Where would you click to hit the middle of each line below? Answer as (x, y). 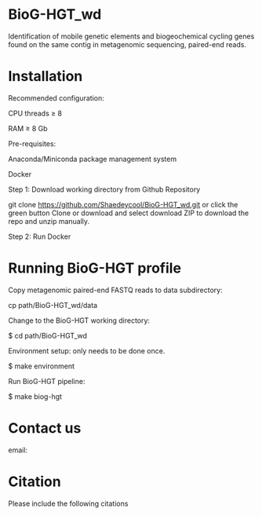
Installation (45, 77)
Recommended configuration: (56, 98)
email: (18, 450)
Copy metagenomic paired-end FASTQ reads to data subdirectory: (115, 290)
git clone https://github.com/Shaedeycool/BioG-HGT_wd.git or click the (123, 204)
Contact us (45, 428)
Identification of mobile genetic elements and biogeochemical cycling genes (131, 36)
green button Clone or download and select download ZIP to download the (129, 213)
